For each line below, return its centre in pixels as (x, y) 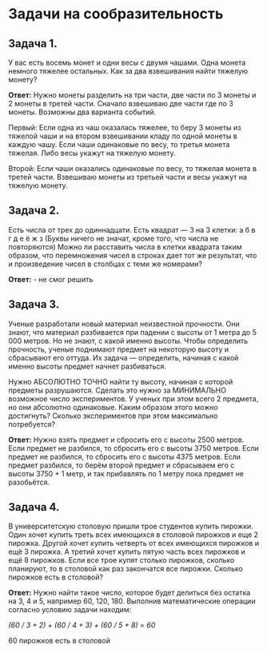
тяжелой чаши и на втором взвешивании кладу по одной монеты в (123, 136)
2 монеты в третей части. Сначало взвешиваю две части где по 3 (121, 104)
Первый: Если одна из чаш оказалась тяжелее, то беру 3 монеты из (125, 127)
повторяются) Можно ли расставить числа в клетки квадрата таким (125, 247)
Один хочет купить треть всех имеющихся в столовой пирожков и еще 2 (133, 535)
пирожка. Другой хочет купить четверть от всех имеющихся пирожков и (134, 544)
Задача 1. (33, 44)
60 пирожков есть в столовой (59, 641)
